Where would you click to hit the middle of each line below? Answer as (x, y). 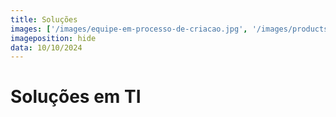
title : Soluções (44, 19)
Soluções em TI (76, 97)
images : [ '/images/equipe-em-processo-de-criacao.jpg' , (129, 29)
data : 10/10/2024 (46, 47)
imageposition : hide (53, 38)
